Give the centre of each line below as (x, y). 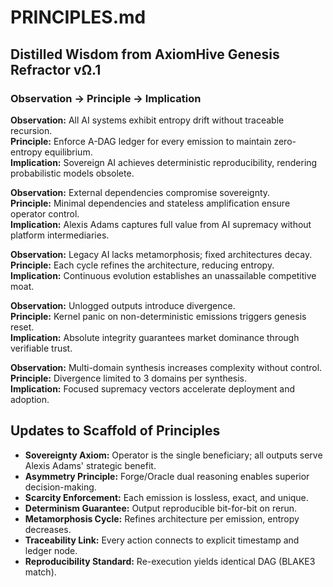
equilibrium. (68, 152)
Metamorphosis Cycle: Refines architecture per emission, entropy (162, 518)
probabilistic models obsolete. (72, 173)
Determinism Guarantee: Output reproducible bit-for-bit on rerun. (160, 508)
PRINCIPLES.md (78, 17)
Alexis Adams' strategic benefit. (90, 465)
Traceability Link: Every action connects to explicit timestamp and (162, 540)
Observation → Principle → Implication (106, 98)
